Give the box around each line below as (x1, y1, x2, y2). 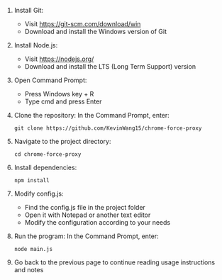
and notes (13, 266, 44, 274)
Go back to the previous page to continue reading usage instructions (13, 258, 215, 267)
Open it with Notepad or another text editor (24, 211, 151, 219)
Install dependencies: (13, 163, 77, 172)
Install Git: (13, 6, 44, 14)
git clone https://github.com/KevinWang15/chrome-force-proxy (13, 125, 202, 132)
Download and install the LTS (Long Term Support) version (24, 62, 196, 70)
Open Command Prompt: (13, 76, 87, 84)
